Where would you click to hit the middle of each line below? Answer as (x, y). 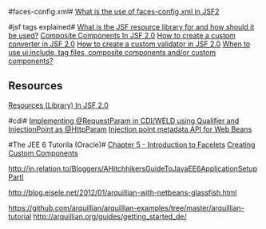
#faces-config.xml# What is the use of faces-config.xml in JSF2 (114, 12)
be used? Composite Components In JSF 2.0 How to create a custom (122, 36)
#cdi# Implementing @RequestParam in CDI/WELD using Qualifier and (124, 120)
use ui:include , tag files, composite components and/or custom (112, 52)
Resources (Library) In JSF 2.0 (59, 105)
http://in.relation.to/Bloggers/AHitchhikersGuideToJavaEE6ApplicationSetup (133, 168)
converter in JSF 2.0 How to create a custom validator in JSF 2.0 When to (129, 44)
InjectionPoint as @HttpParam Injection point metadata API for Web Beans (130, 129)
